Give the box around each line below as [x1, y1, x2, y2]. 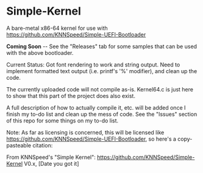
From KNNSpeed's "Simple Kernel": [6, 154, 96, 161]
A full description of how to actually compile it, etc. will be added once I [6, 104, 186, 111]
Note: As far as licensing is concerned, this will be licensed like [6, 129, 165, 136]
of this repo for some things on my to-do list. [6, 117, 119, 124]
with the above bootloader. [6, 49, 74, 56]
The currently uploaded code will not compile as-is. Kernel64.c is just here [6, 85, 194, 93]
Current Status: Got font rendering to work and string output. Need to [6, 61, 180, 68]
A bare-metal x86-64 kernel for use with [6, 24, 108, 32]
